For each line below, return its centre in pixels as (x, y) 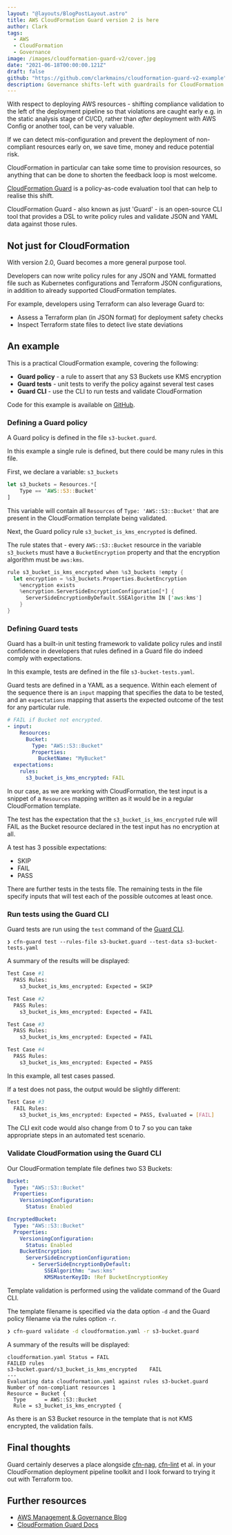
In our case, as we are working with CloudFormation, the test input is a (107, 791)
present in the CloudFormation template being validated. (87, 518)
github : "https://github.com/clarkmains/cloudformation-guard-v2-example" (117, 78)
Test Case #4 (26, 1050)
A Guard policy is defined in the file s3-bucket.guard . (82, 438)
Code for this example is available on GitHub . (71, 404)
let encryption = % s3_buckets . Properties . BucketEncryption (100, 579)
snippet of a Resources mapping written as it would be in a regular (100, 798)
